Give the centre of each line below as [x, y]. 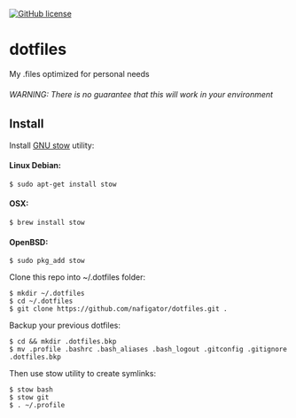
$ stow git [29, 398]
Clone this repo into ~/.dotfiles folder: [78, 277]
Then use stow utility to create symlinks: [83, 374]
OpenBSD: [29, 242]
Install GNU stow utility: [52, 145]
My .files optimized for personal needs [79, 74]
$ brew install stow [47, 222]
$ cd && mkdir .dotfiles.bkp [63, 342]
